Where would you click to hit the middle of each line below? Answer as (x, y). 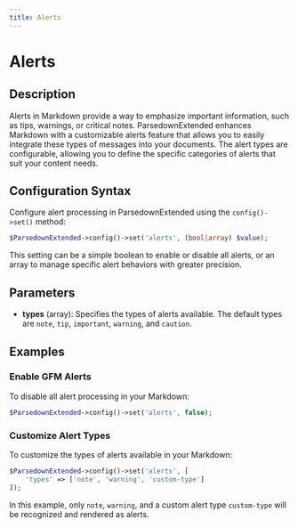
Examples (37, 351)
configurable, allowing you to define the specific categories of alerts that (142, 153)
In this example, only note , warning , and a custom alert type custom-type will (148, 505)
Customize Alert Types (60, 435)
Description (42, 94)
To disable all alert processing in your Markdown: (99, 396)
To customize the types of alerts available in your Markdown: (121, 454)
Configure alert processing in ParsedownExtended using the (120, 212)
